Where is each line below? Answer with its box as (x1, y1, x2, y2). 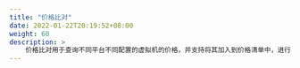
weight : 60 (9, 29, 50, 38)
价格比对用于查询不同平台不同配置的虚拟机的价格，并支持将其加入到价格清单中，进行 (25, 46, 292, 55)
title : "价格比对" (9, 12, 73, 22)
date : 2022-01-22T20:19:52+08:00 (9, 21, 134, 30)
